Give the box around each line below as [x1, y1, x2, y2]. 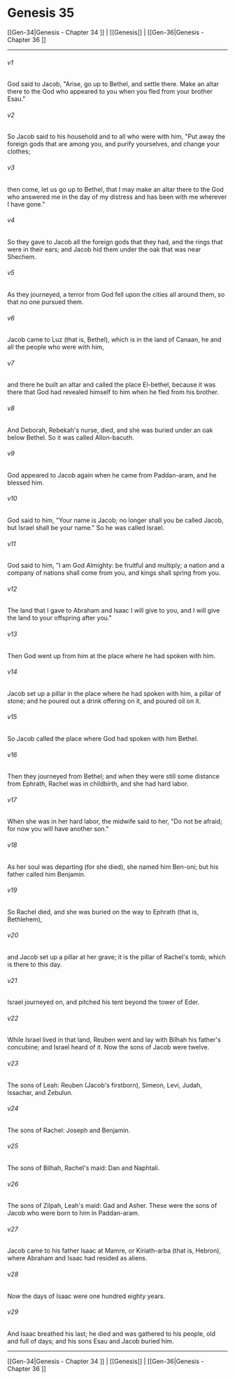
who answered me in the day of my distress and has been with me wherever [7, 193, 227, 201]
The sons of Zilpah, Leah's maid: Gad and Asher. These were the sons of [7, 1201, 218, 1210]
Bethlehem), [7, 915, 43, 924]
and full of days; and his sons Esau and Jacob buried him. [7, 1337, 174, 1345]
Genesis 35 [7, 5, 75, 21]
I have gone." [7, 200, 45, 208]
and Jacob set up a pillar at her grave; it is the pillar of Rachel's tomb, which [7, 953, 226, 961]
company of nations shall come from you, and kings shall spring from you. [7, 569, 221, 577]
